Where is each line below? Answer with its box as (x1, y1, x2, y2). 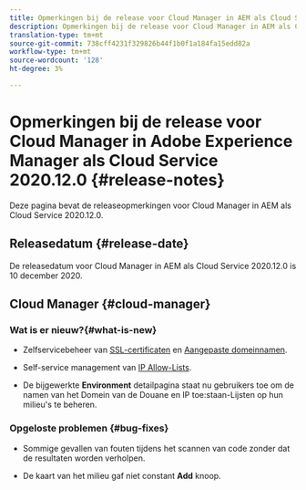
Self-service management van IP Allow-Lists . (22, 362, 192, 373)
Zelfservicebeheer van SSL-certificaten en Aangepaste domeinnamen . (22, 344, 288, 356)
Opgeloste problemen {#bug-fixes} (9, 422, 169, 434)
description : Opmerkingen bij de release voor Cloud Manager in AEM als (9, 22, 291, 31)
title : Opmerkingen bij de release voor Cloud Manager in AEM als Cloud (9, 13, 291, 23)
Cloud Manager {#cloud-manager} (9, 297, 211, 312)
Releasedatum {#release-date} (9, 236, 189, 252)
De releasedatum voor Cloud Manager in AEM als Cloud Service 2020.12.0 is (9, 260, 297, 271)
